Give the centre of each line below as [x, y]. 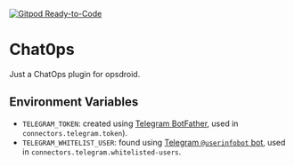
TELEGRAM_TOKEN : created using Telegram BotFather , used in [130, 123]
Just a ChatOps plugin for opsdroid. [75, 74]
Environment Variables [74, 102]
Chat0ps [42, 50]
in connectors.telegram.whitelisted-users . [102, 152]
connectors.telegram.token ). [74, 132]
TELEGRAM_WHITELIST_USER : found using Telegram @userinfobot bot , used [154, 142]
